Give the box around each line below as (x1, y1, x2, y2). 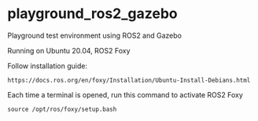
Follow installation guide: (7, 60, 88, 71)
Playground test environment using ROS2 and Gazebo (7, 31, 182, 40)
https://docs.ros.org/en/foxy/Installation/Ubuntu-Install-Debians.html (7, 76, 251, 84)
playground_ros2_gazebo (7, 5, 178, 23)
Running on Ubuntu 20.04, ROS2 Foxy (7, 46, 131, 55)
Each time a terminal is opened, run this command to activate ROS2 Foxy (7, 90, 243, 99)
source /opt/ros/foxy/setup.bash (7, 105, 117, 113)
